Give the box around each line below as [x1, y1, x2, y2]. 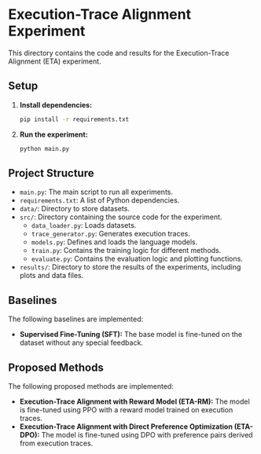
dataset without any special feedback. [19, 338, 144, 347]
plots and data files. [19, 271, 84, 280]
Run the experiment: [19, 130, 88, 139]
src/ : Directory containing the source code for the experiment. [19, 212, 222, 222]
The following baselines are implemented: [8, 314, 144, 324]
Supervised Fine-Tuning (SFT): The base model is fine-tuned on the [19, 330, 242, 339]
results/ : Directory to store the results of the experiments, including [19, 262, 241, 272]
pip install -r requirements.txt [19, 115, 130, 123]
